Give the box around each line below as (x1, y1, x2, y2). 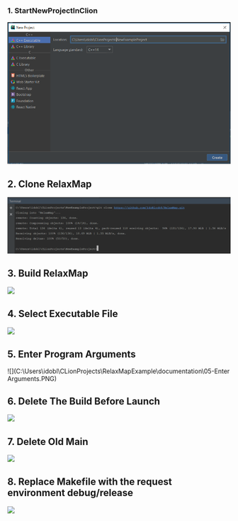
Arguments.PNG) (7, 375, 57, 383)
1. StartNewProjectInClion (7, 6, 98, 16)
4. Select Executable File (7, 308, 118, 320)
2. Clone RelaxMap (7, 178, 92, 190)
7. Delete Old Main (7, 436, 89, 448)
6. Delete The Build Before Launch (7, 395, 161, 407)
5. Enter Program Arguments (7, 348, 136, 360)
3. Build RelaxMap (7, 267, 89, 279)
